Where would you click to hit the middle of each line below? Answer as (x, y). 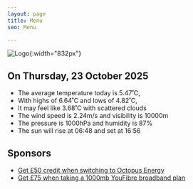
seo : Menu (22, 27)
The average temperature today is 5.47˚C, (79, 93)
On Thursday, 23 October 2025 (78, 76)
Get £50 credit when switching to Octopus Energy (91, 170)
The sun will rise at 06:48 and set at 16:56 (79, 131)
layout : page (27, 14)
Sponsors (29, 153)
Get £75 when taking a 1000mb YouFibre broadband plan (101, 178)
